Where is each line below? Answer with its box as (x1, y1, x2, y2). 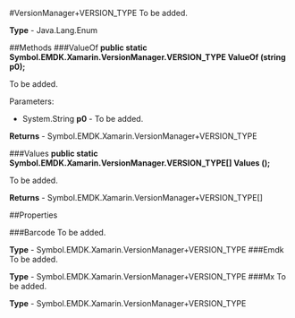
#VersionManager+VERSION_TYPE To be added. (9, 8, 188, 18)
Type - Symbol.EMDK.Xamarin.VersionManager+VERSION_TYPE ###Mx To (9, 271, 286, 281)
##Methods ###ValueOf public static (9, 42, 147, 53)
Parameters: (9, 96, 55, 107)
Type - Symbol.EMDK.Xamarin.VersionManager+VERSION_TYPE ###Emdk (9, 245, 284, 254)
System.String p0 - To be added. (21, 114, 144, 124)
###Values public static (9, 148, 98, 159)
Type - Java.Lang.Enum (9, 25, 98, 35)
